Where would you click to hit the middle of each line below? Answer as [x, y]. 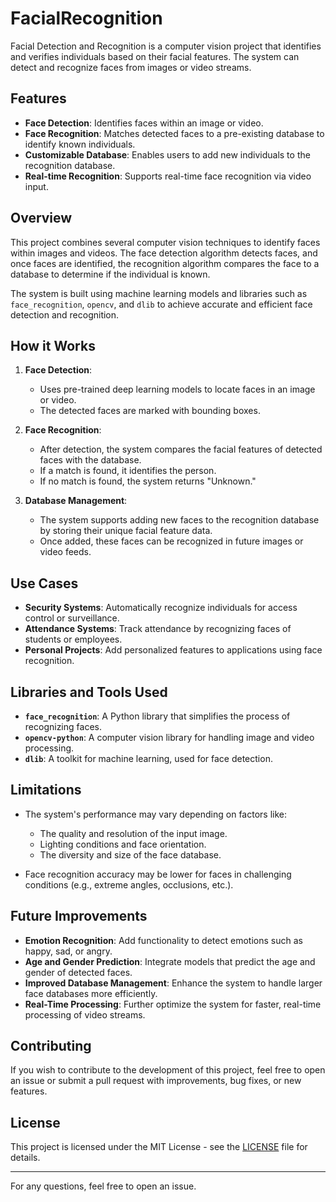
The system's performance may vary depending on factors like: [156, 814]
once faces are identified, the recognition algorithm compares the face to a [165, 263]
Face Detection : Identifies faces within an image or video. [144, 123]
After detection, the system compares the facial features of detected [181, 449]
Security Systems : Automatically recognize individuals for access [161, 608]
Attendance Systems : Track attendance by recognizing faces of [158, 629]
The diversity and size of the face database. [130, 854]
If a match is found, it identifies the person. [128, 471]
